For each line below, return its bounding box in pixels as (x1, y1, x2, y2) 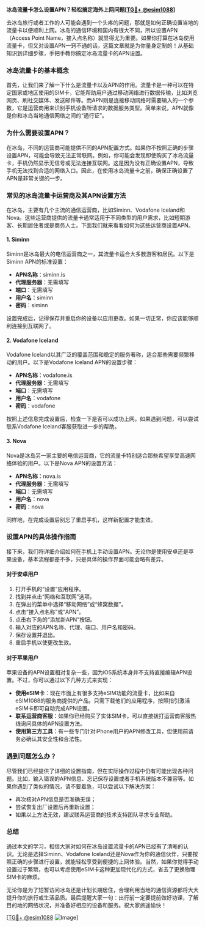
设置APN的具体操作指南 (6, 532, 76, 541)
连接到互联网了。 (11, 322, 55, 330)
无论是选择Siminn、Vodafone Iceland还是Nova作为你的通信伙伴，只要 (16, 850, 193, 857)
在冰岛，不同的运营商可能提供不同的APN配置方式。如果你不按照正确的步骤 (6, 144, 194, 151)
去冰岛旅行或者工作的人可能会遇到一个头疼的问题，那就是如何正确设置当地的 (6, 19, 199, 26)
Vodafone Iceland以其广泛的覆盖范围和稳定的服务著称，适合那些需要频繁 (6, 351, 190, 359)
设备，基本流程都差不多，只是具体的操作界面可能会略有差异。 (11, 555, 167, 562)
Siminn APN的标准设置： (6, 258, 68, 266)
